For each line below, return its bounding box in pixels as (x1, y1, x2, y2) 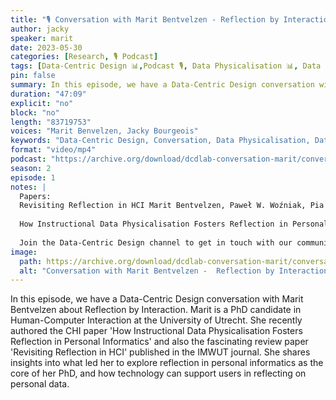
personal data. (10, 378, 70, 390)
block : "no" (10, 107, 60, 118)
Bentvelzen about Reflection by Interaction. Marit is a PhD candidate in (10, 304, 302, 316)
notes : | (10, 182, 47, 192)
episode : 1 (10, 172, 56, 183)
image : (10, 247, 38, 257)
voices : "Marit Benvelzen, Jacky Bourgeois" (10, 126, 199, 136)
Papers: (19, 191, 52, 201)
